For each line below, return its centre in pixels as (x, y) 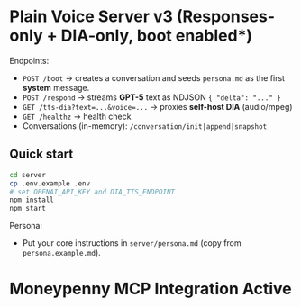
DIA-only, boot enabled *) (157, 36)
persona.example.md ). (61, 253)
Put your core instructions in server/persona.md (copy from (132, 243)
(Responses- (226, 17)
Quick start (41, 154)
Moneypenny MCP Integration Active (151, 289)
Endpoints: (29, 60)
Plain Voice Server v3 (91, 17)
